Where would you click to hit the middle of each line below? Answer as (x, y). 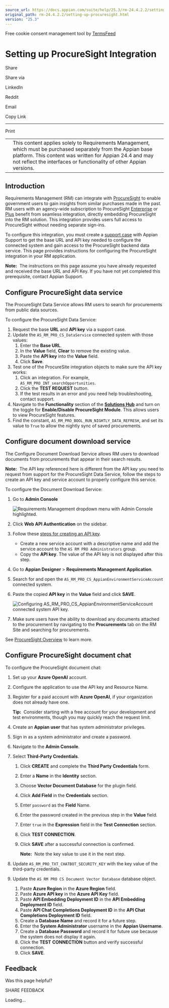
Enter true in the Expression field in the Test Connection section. (88, 825)
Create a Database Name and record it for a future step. (78, 920)
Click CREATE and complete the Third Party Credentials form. (85, 766)
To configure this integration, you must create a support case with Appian (81, 235)
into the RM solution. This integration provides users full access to (74, 220)
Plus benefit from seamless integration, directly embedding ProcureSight (80, 214)
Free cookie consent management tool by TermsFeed (60, 34)
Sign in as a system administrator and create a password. (72, 736)
